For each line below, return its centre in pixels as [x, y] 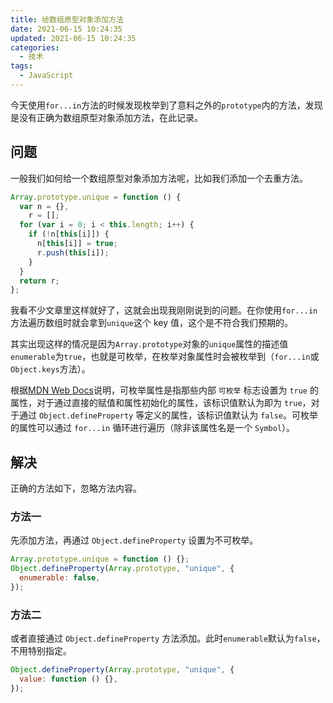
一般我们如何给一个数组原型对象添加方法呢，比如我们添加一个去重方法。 [159, 178]
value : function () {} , [68, 679]
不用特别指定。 [41, 651]
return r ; [39, 281]
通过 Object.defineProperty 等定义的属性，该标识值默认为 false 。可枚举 [168, 415]
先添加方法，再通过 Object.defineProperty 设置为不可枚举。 [134, 540]
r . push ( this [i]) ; [73, 252]
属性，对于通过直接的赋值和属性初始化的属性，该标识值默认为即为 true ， [161, 403]
